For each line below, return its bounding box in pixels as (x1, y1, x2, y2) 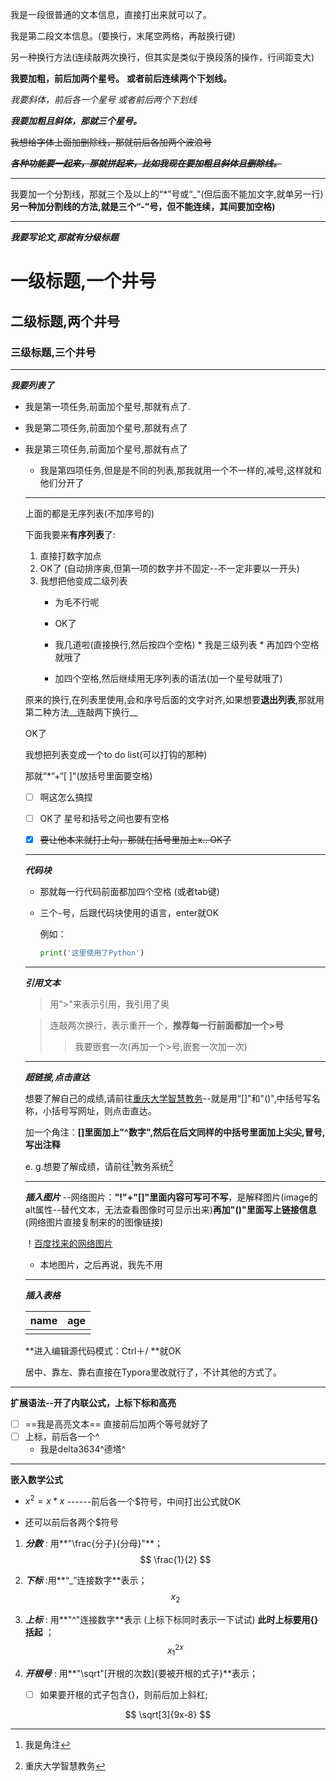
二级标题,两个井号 (10, 313, 121, 330)
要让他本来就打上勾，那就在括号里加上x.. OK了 (39, 834, 232, 845)
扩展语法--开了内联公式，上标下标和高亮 (10, 1396, 177, 1408)
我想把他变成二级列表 (39, 574, 128, 587)
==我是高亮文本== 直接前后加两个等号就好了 (24, 1418, 209, 1430)
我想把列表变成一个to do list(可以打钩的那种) (24, 748, 208, 760)
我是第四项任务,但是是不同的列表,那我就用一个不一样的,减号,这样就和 (39, 464, 322, 476)
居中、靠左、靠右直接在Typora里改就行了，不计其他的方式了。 (24, 1366, 282, 1378)
